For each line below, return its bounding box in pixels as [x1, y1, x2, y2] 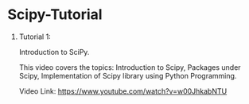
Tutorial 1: [18, 32, 51, 41]
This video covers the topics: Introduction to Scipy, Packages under [18, 62, 241, 72]
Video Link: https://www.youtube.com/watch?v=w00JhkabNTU [18, 86, 228, 96]
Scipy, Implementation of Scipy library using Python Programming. [18, 71, 237, 80]
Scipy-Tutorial [7, 6, 103, 24]
